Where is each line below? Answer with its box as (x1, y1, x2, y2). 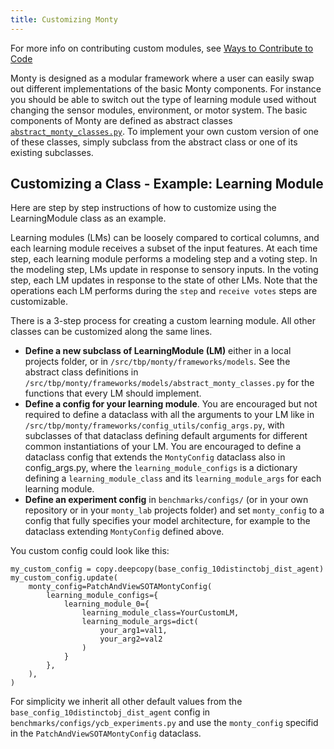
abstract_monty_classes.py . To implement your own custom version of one (10, 125, 319, 137)
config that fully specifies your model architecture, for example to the (24, 515, 311, 527)
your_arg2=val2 (99, 634, 163, 645)
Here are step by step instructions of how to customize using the (10, 202, 277, 214)
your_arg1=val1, (99, 626, 168, 636)
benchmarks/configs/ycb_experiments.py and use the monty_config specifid (10, 717, 319, 729)
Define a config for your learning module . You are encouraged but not (24, 398, 318, 410)
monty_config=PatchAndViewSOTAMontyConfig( (28, 582, 213, 592)
